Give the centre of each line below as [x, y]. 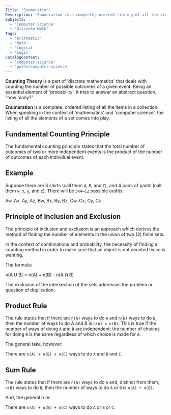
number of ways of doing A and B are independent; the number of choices [83, 329]
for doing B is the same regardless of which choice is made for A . [73, 334]
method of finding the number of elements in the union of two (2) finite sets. [85, 234]
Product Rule [26, 306]
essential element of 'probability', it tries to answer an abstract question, [81, 92]
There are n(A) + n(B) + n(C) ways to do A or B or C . [60, 407]
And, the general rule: [28, 398]
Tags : [11, 34]
